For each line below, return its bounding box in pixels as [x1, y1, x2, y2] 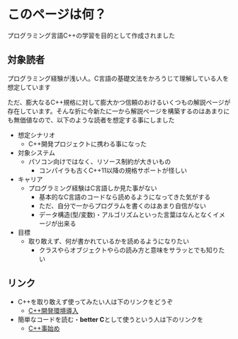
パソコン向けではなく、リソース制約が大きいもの [28, 157, 171, 166]
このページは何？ [7, 6, 107, 23]
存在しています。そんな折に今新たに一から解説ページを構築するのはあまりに [7, 107, 230, 115]
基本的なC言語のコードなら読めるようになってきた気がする [38, 193, 211, 201]
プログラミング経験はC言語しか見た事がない [28, 183, 157, 192]
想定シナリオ [17, 130, 55, 139]
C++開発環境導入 [28, 306, 79, 315]
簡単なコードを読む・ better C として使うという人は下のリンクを [17, 315, 204, 323]
